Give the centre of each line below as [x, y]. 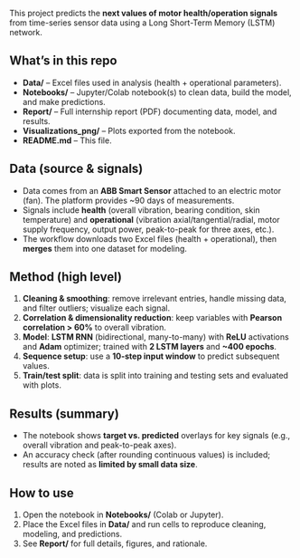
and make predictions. [64, 101]
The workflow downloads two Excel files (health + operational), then [150, 238]
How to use [42, 493]
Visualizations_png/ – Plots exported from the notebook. [129, 130]
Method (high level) [66, 277]
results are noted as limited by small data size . [110, 465]
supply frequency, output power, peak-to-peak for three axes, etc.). [148, 229]
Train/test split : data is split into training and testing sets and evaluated [155, 376]
